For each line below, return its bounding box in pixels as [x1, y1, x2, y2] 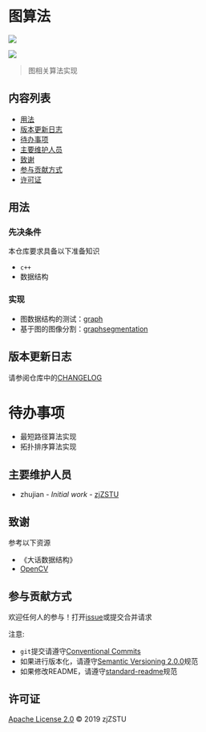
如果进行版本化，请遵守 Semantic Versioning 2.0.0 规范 [19, 656, 199, 666]
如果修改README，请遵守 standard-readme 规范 [19, 666, 178, 676]
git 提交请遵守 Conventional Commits [19, 646, 142, 656]
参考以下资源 [8, 538, 50, 548]
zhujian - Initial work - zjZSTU [19, 490, 119, 500]
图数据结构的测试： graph [19, 314, 103, 323]
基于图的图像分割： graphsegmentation [19, 323, 148, 334]
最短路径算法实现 [19, 432, 77, 442]
